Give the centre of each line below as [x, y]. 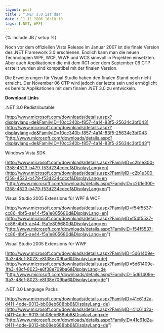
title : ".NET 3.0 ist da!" [34, 14]
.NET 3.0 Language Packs [32, 289]
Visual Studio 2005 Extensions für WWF [46, 244]
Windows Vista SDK [25, 153]
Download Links [22, 98]
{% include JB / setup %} [31, 38]
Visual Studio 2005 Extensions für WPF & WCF [53, 198]
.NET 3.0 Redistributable [30, 107]
